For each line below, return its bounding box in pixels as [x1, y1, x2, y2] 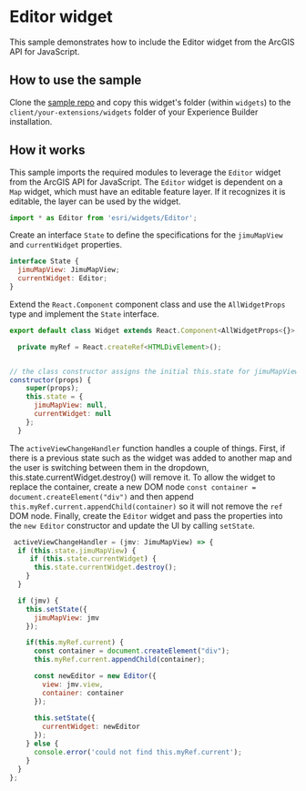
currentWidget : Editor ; [17, 274, 107, 283]
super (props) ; [25, 384, 79, 393]
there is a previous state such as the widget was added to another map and [9, 452, 292, 463]
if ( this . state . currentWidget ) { [29, 554, 157, 563]
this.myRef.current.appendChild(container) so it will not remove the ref [9, 501, 283, 512]
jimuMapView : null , [33, 401, 107, 411]
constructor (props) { [9, 375, 92, 384]
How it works [9, 143, 86, 158]
